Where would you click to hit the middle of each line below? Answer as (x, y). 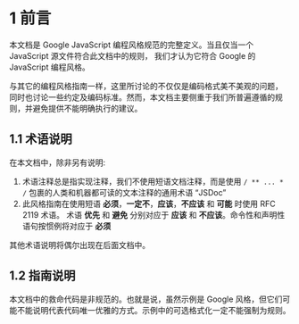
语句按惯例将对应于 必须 (66, 226)
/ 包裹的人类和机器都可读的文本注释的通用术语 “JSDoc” (124, 192)
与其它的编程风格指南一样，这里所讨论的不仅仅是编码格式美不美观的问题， (146, 86)
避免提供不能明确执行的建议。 (87, 108)
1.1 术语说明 (41, 139)
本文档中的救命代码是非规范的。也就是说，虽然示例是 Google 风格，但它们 (146, 299)
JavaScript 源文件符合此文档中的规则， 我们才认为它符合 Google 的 (133, 55)
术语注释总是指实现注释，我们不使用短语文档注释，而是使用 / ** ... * (153, 181)
